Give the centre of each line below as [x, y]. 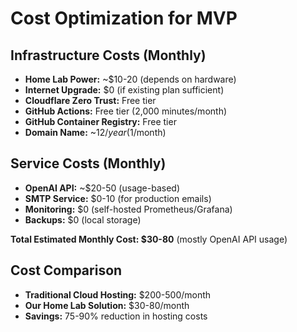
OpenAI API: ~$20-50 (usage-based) [102, 188]
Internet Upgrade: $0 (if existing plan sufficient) [124, 90]
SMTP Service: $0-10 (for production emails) [118, 198]
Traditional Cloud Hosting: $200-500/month [118, 294]
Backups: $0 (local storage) [83, 219]
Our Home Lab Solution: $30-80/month [107, 305]
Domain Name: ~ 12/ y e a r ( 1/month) [95, 132]
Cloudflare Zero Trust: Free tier [90, 100]
